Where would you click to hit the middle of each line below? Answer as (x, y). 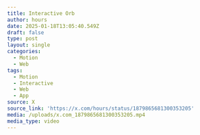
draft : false (26, 32)
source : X (21, 102)
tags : (15, 70)
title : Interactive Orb (41, 13)
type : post (23, 39)
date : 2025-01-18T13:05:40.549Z (53, 26)
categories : (24, 52)
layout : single (29, 45)
